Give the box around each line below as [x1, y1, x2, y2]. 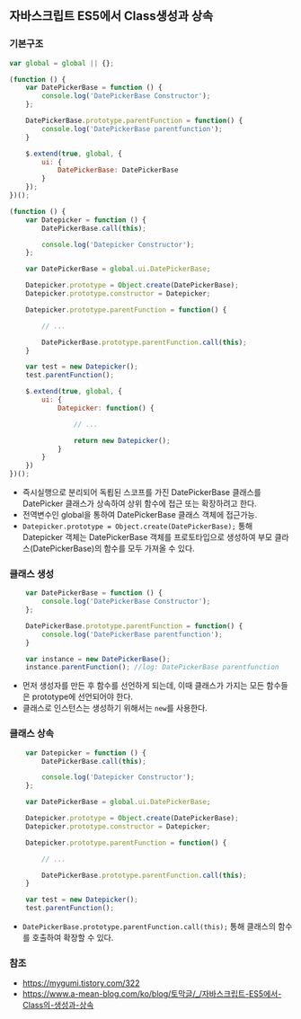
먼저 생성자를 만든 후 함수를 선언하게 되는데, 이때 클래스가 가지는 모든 [22, 680, 265, 691]
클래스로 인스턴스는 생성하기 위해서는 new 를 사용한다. [22, 703, 208, 713]
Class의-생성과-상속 [22, 1000, 94, 1011]
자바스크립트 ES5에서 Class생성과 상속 [9, 8, 214, 24]
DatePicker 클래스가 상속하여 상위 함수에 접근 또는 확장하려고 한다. [22, 498, 258, 509]
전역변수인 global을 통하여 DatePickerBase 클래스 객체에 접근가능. [22, 509, 258, 520]
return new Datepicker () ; [73, 436, 171, 445]
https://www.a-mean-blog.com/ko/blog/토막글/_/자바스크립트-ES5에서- [22, 988, 282, 999]
